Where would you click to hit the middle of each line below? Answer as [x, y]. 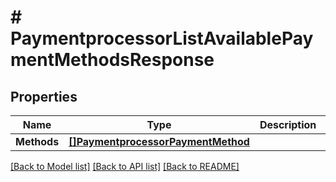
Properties [44, 96]
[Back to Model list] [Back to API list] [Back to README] [125, 166]
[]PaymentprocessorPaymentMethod [159, 141]
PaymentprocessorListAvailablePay [162, 38]
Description [288, 124]
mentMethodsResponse [112, 60]
